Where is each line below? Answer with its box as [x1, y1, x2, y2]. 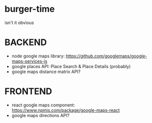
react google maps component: [11, 102, 75, 108]
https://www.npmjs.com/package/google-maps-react [11, 107, 120, 113]
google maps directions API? [11, 112, 69, 118]
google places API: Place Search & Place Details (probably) [11, 63, 131, 69]
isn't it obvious [4, 20, 34, 25]
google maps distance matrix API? [11, 69, 81, 74]
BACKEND [4, 37, 47, 48]
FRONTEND [4, 86, 52, 97]
